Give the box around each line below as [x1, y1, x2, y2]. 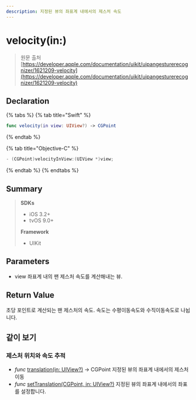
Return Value [6, 290, 54, 300]
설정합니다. [20, 388, 47, 395]
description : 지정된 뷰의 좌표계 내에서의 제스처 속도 [6, 8, 122, 15]
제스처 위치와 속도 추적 [6, 351, 66, 360]
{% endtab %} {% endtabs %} [6, 167, 79, 174]
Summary [6, 184, 43, 194]
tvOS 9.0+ [29, 217, 54, 224]
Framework [20, 228, 49, 235]
